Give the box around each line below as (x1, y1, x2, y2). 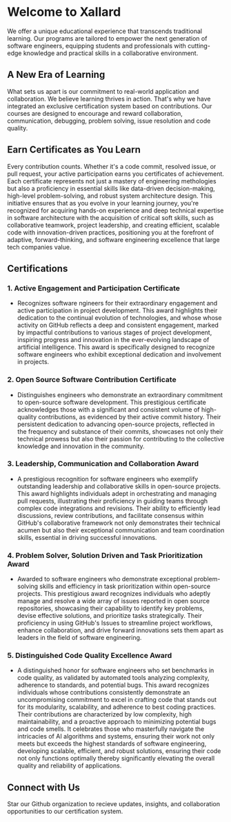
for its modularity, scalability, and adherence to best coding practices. (17, 703, 216, 711)
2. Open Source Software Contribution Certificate (7, 375, 177, 385)
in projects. (17, 358, 50, 366)
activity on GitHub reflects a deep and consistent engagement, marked (17, 321, 219, 330)
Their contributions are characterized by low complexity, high (17, 710, 192, 719)
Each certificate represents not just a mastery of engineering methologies (7, 177, 217, 185)
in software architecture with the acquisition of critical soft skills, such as (7, 213, 214, 221)
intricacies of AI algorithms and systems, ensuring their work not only (17, 732, 215, 741)
